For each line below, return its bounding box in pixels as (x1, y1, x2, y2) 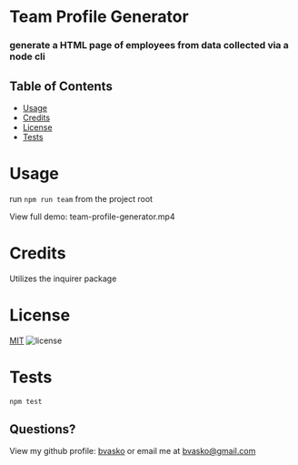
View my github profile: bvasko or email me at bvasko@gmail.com (9, 446, 256, 457)
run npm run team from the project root (9, 193, 153, 204)
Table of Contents (9, 78, 114, 94)
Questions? (9, 421, 76, 438)
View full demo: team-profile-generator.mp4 (9, 211, 175, 222)
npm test (9, 397, 43, 406)
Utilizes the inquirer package (9, 273, 117, 284)
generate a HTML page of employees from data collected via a (9, 39, 289, 52)
